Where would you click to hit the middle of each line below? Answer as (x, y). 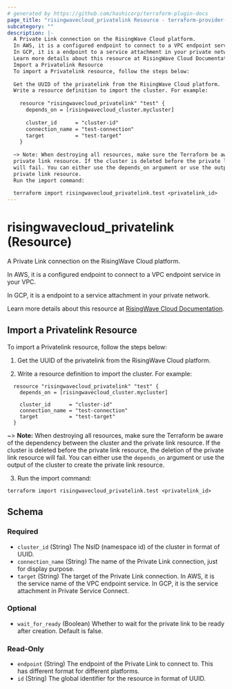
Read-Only (26, 648)
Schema (25, 512)
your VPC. (22, 282)
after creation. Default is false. (60, 631)
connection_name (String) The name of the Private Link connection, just (117, 561)
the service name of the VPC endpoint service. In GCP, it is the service (118, 583)
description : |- (30, 33)
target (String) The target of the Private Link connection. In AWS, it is (116, 576)
